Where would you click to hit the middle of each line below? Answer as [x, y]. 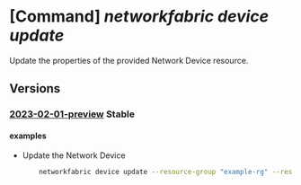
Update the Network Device [74, 155]
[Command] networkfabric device [139, 17]
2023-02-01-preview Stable [72, 114]
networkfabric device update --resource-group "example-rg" [154, 172]
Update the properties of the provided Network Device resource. [129, 60]
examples [28, 136]
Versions [35, 88]
